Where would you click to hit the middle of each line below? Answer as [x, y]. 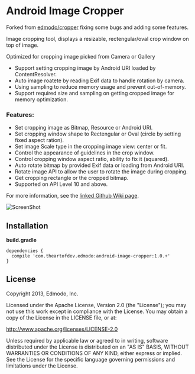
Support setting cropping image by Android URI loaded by [85, 68]
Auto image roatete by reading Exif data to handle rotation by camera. [100, 80]
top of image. [22, 45]
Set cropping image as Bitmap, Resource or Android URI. [84, 128]
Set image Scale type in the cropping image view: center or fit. [91, 147]
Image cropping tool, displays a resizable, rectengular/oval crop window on [97, 38]
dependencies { [25, 251]
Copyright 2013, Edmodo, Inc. [42, 294]
